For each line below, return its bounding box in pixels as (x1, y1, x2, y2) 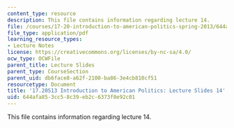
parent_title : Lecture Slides (7, 62, 95, 68)
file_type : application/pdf (7, 29, 89, 37)
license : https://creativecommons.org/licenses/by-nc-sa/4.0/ (7, 49, 192, 56)
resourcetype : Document (7, 81, 77, 88)
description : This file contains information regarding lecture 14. (7, 17, 210, 24)
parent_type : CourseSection (7, 68, 89, 75)
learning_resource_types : (7, 36, 82, 43)
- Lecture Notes (7, 42, 54, 49)
